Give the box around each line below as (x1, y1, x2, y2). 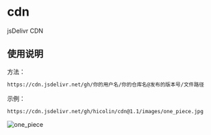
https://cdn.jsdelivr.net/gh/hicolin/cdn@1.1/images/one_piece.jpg (7, 108, 204, 115)
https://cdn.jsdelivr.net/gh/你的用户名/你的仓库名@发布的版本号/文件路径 (7, 81, 204, 88)
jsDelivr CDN (7, 27, 43, 35)
